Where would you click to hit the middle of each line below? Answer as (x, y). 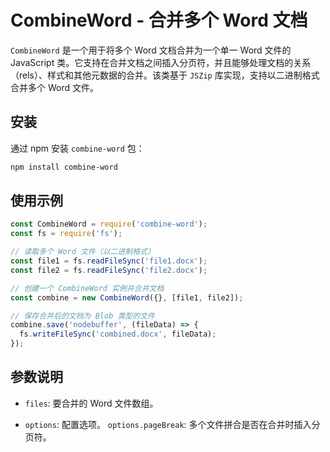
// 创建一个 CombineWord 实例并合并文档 (87, 288)
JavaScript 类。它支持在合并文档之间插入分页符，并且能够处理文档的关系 (161, 62)
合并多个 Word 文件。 (54, 87)
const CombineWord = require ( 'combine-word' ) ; (109, 224)
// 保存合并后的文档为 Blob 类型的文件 (82, 316)
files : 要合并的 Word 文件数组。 (91, 403)
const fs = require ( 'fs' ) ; (66, 234)
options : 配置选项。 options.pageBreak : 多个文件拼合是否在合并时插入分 (172, 424)
